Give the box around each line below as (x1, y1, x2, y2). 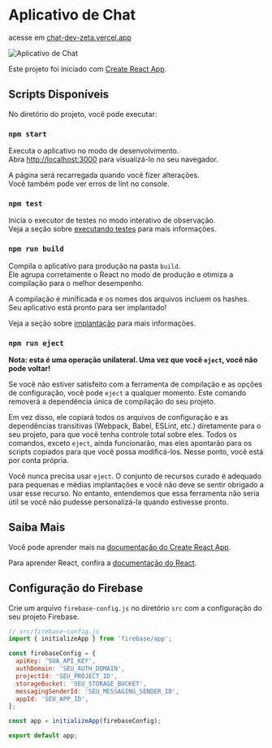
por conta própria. (8, 455, 69, 465)
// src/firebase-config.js (8, 627, 100, 635)
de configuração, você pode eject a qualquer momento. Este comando (8, 387, 247, 397)
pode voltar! (8, 363, 51, 373)
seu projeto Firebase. (8, 612, 80, 621)
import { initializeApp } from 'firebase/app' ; (8, 635, 173, 643)
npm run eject (8, 339, 64, 348)
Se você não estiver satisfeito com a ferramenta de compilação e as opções (8, 379, 262, 389)
